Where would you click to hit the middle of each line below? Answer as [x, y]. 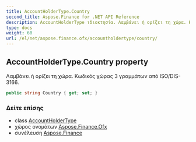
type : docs [19, 28]
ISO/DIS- [170, 76]
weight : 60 [19, 33]
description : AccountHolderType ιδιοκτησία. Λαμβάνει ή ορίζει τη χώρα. [96, 22]
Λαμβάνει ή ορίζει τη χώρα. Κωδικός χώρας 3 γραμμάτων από [82, 76]
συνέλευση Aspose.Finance [48, 133]
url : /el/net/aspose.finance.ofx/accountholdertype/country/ [82, 38]
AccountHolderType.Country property [77, 62]
